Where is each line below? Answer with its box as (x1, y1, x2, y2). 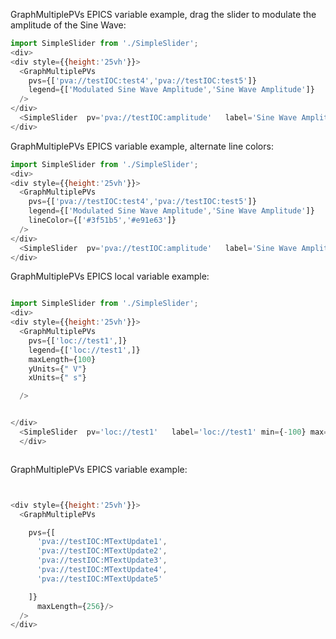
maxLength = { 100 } (28, 354, 97, 364)
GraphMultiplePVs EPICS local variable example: (10, 270, 210, 283)
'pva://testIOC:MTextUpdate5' (36, 574, 163, 584)
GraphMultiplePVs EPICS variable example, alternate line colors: (10, 140, 274, 152)
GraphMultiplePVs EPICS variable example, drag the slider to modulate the (10, 9, 317, 20)
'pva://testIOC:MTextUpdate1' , (36, 537, 168, 547)
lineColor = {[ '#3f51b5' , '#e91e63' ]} (28, 215, 177, 225)
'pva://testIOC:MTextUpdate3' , (36, 555, 168, 566)
